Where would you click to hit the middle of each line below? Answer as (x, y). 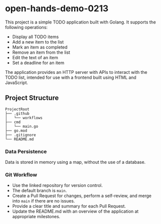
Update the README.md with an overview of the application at (75, 211)
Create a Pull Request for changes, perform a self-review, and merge (82, 196)
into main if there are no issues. (43, 201)
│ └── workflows (24, 118)
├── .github (17, 113)
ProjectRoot (17, 109)
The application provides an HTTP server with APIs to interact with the (76, 72)
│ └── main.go (22, 126)
